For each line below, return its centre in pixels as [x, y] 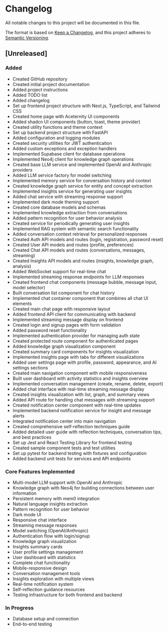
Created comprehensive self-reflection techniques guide [71, 426]
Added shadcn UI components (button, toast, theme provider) [76, 122]
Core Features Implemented [40, 471]
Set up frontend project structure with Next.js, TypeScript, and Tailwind [86, 106]
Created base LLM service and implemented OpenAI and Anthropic [82, 165]
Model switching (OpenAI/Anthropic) [51, 530]
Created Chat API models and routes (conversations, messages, [79, 250]
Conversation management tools [46, 573]
